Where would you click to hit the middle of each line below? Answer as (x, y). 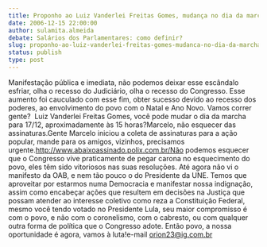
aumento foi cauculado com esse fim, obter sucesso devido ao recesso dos (132, 99)
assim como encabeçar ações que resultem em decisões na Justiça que (126, 192)
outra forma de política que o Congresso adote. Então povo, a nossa (120, 226)
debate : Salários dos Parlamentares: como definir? (95, 38)
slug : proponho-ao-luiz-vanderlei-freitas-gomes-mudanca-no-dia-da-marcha (135, 45)
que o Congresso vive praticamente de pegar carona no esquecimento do (129, 158)
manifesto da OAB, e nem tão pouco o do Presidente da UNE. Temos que (128, 175)
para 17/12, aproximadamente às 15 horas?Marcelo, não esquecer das (122, 125)
